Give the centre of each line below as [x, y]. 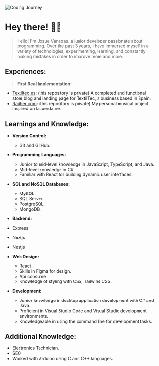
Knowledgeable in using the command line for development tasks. [86, 321]
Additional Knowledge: [41, 336]
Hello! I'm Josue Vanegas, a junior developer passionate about [80, 41]
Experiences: [26, 72]
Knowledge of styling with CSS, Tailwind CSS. [66, 281]
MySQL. [27, 194]
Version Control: [29, 136]
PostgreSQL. [32, 204]
